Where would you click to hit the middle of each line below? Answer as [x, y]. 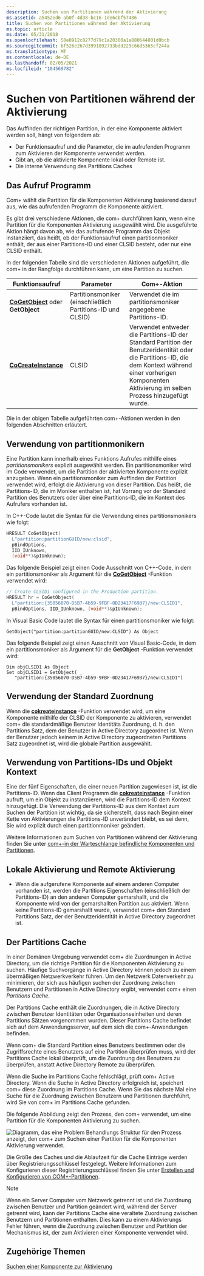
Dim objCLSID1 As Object [38, 667]
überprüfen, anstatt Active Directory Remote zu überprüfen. [81, 1065]
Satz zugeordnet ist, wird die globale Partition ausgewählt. [79, 743]
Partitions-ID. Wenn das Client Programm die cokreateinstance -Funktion [98, 793]
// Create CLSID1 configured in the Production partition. [83, 592]
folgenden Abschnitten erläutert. [47, 425]
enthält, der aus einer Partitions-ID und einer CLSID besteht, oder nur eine [99, 244]
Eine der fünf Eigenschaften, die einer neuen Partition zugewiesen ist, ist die [102, 787]
